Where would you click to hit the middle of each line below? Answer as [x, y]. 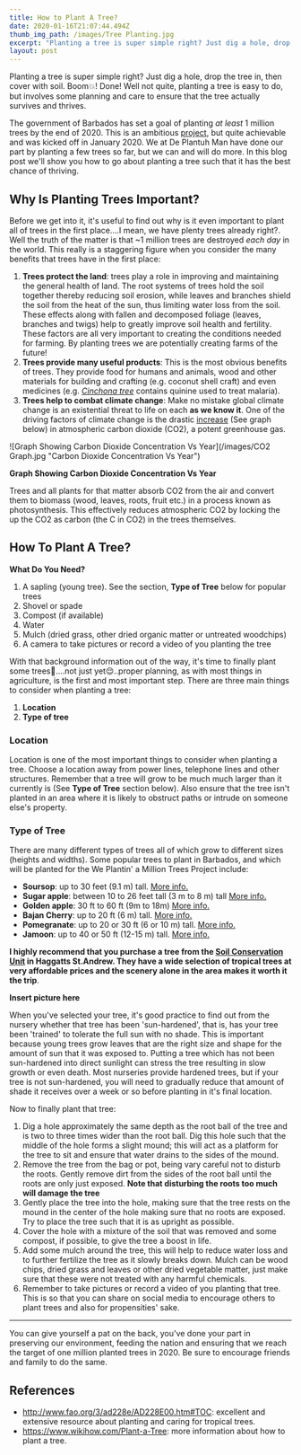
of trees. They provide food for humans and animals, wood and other [149, 371]
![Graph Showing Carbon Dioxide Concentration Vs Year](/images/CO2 [140, 446]
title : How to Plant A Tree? [64, 18]
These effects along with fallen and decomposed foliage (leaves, [142, 314]
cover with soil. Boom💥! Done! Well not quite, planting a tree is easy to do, [146, 86]
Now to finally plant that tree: [63, 1109]
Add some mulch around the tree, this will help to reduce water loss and [155, 1250]
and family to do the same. [58, 1362]
